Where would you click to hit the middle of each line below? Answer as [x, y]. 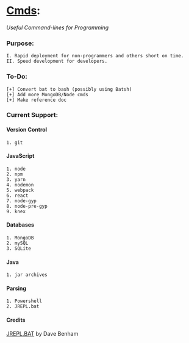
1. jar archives [27, 275]
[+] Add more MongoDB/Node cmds [47, 94]
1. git [15, 143]
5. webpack [20, 190]
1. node [16, 169]
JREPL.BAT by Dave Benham [42, 333]
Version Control [27, 130]
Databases [20, 225]
